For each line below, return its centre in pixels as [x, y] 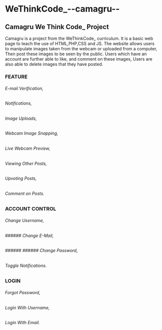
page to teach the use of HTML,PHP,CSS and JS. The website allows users [80, 44]
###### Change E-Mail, [30, 236]
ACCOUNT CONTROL [31, 209]
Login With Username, [27, 307]
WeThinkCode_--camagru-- [62, 9]
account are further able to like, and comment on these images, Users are [79, 59]
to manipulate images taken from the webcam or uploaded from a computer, [81, 49]
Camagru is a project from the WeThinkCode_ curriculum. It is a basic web [79, 38]
